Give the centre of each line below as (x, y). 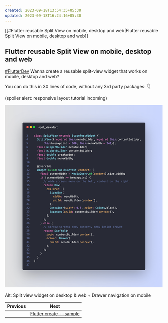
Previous (17, 306)
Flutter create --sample (55, 314)
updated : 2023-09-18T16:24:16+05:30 (43, 16)
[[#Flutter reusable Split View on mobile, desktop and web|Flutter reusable (82, 30)
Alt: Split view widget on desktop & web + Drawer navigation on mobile (78, 295)
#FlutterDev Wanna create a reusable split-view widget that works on (76, 71)
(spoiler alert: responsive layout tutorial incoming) (56, 98)
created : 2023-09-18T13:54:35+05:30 (43, 10)
